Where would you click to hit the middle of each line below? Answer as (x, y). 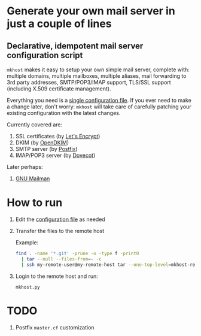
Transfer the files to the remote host (60, 231)
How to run (35, 203)
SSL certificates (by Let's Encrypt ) (58, 136)
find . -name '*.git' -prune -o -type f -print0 (77, 253)
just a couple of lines (60, 24)
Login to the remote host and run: (57, 276)
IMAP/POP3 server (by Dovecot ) (55, 155)
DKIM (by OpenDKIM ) (42, 143)
